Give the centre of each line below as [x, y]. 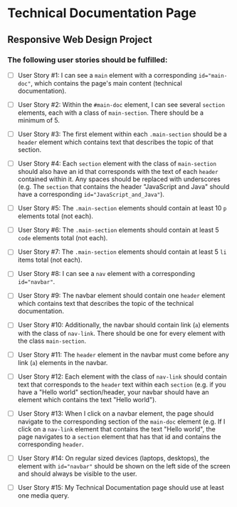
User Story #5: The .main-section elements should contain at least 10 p [122, 208]
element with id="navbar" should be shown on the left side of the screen [124, 466]
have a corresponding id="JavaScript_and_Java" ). [91, 195]
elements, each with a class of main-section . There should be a [111, 113]
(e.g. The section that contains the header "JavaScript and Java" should [123, 187]
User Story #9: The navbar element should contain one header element [121, 296]
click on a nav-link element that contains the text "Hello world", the [116, 429]
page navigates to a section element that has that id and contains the [119, 436]
